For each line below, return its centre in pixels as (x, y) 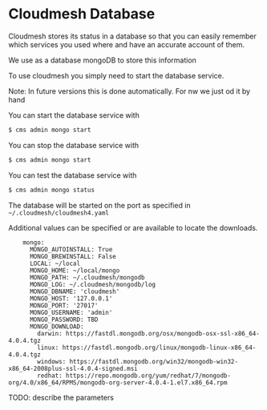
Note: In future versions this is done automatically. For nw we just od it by (129, 91)
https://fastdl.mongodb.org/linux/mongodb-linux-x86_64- (159, 348)
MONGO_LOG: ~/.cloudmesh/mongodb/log (93, 284)
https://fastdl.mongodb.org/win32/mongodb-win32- (154, 361)
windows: (52, 361)
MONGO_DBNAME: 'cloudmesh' (75, 291)
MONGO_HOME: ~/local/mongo (75, 270)
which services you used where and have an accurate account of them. (127, 44)
